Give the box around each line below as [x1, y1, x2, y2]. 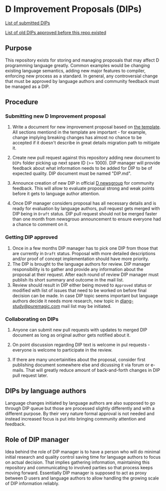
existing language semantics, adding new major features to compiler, [5, 68, 146, 73]
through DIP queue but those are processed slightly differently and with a [5, 405, 155, 411]
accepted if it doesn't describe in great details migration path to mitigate [12, 140, 160, 146]
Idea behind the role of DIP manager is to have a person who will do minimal [5, 448, 161, 455]
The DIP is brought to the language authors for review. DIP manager [12, 261, 151, 267]
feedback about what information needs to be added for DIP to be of [12, 165, 153, 171]
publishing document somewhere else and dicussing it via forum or [12, 362, 150, 368]
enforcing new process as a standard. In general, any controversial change [5, 73, 158, 79]
